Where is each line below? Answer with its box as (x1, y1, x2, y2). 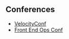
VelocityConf (14, 20, 46, 27)
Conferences (5, 5, 55, 15)
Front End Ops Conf (14, 26, 63, 33)
